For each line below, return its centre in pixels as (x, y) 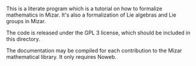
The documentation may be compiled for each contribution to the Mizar (94, 51)
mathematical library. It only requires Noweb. (61, 57)
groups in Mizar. (26, 21)
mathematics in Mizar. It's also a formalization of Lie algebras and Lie (91, 15)
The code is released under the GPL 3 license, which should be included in (98, 33)
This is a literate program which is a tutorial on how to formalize (84, 9)
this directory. (23, 39)
